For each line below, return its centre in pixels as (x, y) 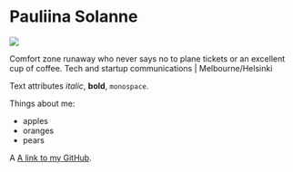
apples (35, 120)
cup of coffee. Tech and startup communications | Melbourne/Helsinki (141, 68)
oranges (38, 130)
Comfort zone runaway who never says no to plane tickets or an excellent (147, 58)
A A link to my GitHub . (51, 158)
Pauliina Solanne (74, 17)
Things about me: (42, 103)
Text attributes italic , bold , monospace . (79, 86)
